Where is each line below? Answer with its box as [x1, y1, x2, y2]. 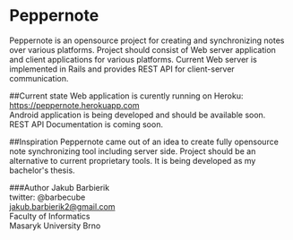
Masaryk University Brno [9, 220, 101, 231]
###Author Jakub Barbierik [9, 182, 110, 193]
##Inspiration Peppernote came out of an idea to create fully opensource [9, 136, 280, 147]
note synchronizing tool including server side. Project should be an [9, 145, 256, 157]
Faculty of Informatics [9, 210, 90, 221]
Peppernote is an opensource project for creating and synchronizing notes [9, 35, 285, 46]
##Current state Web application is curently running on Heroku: [9, 90, 244, 101]
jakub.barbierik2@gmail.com [9, 201, 116, 211]
